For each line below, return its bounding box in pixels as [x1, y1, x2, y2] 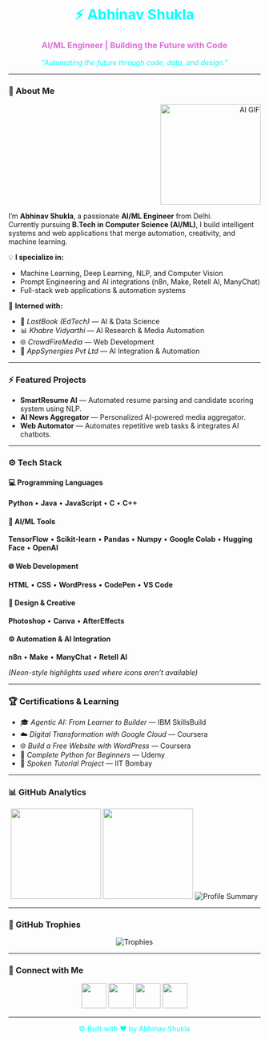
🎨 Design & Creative [8, 598, 76, 608]
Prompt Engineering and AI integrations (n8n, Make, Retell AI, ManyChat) [19, 277, 260, 287]
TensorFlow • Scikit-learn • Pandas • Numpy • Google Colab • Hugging [8, 535, 253, 544]
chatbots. [19, 429, 52, 439]
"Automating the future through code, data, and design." [41, 58, 228, 67]
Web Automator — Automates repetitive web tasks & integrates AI [19, 421, 239, 431]
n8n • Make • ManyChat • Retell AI [8, 653, 128, 662]
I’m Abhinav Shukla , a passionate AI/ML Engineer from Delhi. [8, 211, 212, 221]
